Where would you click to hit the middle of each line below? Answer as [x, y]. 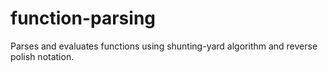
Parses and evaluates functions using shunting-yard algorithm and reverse [164, 46]
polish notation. [42, 56]
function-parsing [83, 18]
